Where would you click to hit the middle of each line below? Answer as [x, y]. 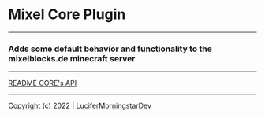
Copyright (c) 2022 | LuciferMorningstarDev [80, 106]
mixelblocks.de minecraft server [72, 58]
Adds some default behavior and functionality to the [110, 49]
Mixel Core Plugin [67, 15]
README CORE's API [43, 83]
